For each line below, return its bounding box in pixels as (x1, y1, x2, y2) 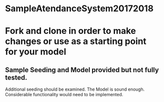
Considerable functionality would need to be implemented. (5, 92, 123, 98)
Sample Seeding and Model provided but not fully (5, 66, 159, 74)
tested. (5, 73, 28, 81)
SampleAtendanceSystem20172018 (5, 3, 154, 14)
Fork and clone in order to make (5, 25, 136, 37)
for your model (5, 46, 67, 57)
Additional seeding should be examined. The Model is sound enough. (5, 86, 145, 92)
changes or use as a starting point (5, 36, 147, 47)
